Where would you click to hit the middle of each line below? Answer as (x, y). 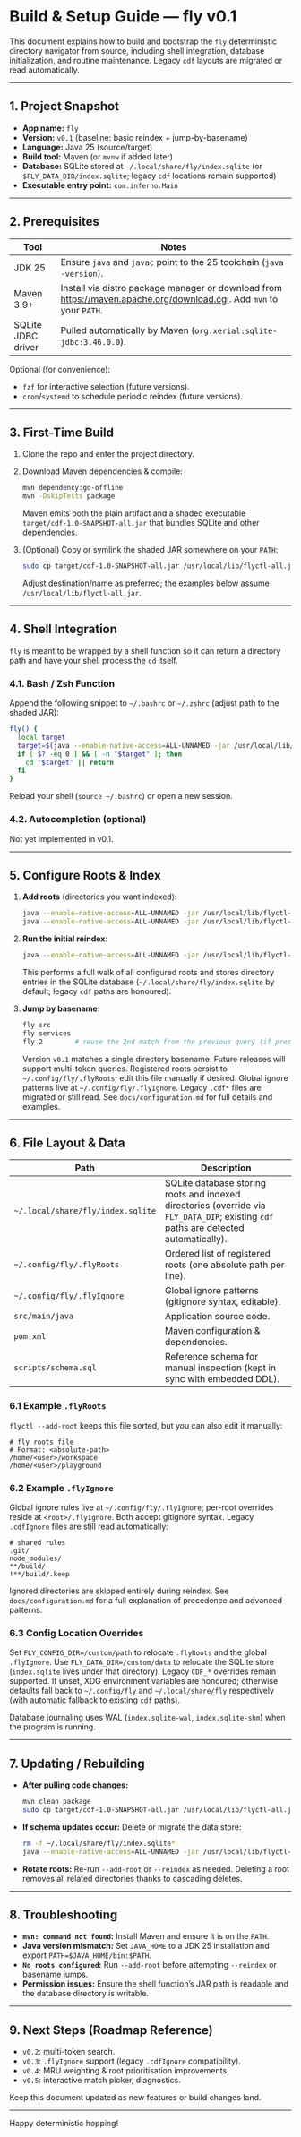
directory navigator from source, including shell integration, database (137, 50)
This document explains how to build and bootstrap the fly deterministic (143, 41)
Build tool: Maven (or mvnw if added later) (97, 156)
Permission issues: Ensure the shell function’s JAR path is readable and (155, 1984)
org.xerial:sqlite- (236, 330)
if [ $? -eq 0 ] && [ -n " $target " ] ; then (100, 754)
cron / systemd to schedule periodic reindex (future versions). (133, 396)
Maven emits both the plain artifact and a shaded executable (134, 513)
